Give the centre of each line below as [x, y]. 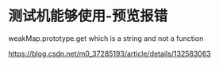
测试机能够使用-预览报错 [88, 16]
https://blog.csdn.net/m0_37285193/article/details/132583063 [110, 53]
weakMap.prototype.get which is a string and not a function [106, 38]
